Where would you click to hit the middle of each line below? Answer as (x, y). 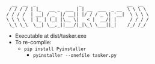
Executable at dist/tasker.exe (51, 36)
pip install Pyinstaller (55, 49)
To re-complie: (33, 42)
